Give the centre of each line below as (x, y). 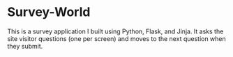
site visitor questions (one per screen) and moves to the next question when (117, 38)
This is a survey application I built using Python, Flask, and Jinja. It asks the (115, 31)
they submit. (25, 46)
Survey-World (49, 12)
